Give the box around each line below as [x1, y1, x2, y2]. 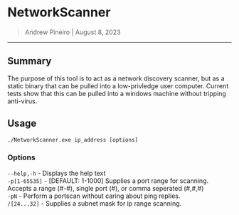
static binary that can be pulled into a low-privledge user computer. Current [7, 81, 229, 90]
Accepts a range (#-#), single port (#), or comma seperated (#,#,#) [7, 184, 204, 192]
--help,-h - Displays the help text [7, 169, 106, 177]
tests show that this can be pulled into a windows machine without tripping [7, 89, 226, 98]
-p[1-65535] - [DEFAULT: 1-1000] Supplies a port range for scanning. [7, 176, 208, 185]
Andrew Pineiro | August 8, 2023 [24, 28, 121, 36]
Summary [7, 55, 52, 68]
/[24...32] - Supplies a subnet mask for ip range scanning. [7, 199, 182, 207]
